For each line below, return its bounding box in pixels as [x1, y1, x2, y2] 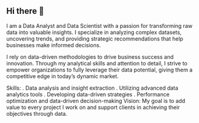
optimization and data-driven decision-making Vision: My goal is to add [6, 97, 186, 104]
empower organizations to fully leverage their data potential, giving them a [6, 66, 193, 73]
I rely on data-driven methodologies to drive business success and [6, 53, 174, 61]
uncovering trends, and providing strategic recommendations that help [6, 35, 184, 42]
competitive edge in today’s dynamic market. [6, 72, 119, 79]
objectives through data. [6, 110, 68, 117]
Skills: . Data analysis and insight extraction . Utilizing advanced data [6, 84, 178, 91]
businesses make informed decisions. [6, 41, 102, 48]
